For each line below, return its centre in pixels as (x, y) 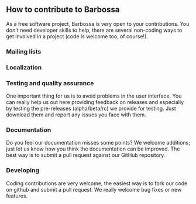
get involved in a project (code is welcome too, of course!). (77, 36)
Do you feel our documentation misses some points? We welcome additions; (98, 143)
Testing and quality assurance (50, 83)
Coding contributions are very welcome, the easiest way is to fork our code (97, 183)
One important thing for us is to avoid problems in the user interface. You (94, 96)
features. (17, 196)
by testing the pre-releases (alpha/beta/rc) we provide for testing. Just (91, 108)
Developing (23, 170)
